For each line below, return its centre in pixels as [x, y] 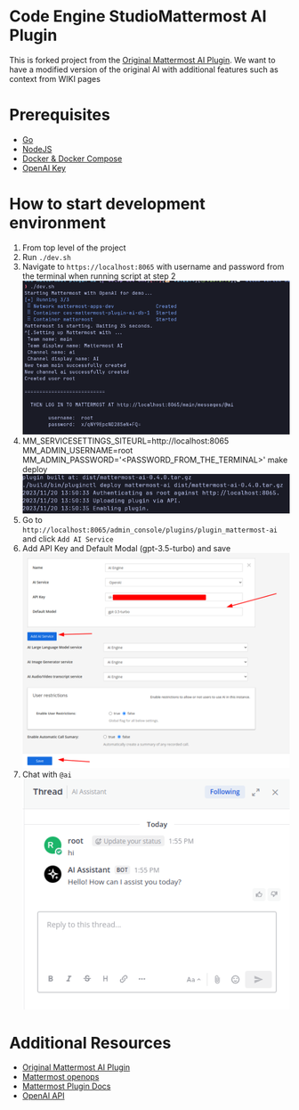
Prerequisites [60, 115]
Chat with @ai [47, 774]
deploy [35, 469]
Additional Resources [90, 1043]
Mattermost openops [61, 1077]
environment [58, 223]
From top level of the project [74, 248]
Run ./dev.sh [46, 257]
